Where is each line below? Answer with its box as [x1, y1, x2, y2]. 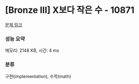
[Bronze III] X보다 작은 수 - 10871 [5, 4, 135, 16]
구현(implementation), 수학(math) [5, 73, 71, 79]
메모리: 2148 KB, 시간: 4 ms [5, 47, 59, 53]
